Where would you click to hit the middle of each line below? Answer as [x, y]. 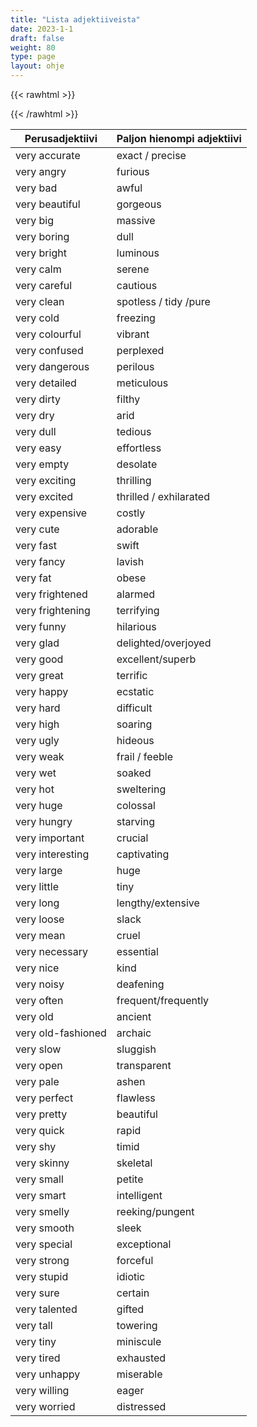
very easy [38, 448]
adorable [137, 529]
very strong [42, 1260]
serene [133, 269]
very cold [37, 318]
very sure [37, 1293]
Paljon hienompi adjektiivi [179, 138]
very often [39, 1000]
